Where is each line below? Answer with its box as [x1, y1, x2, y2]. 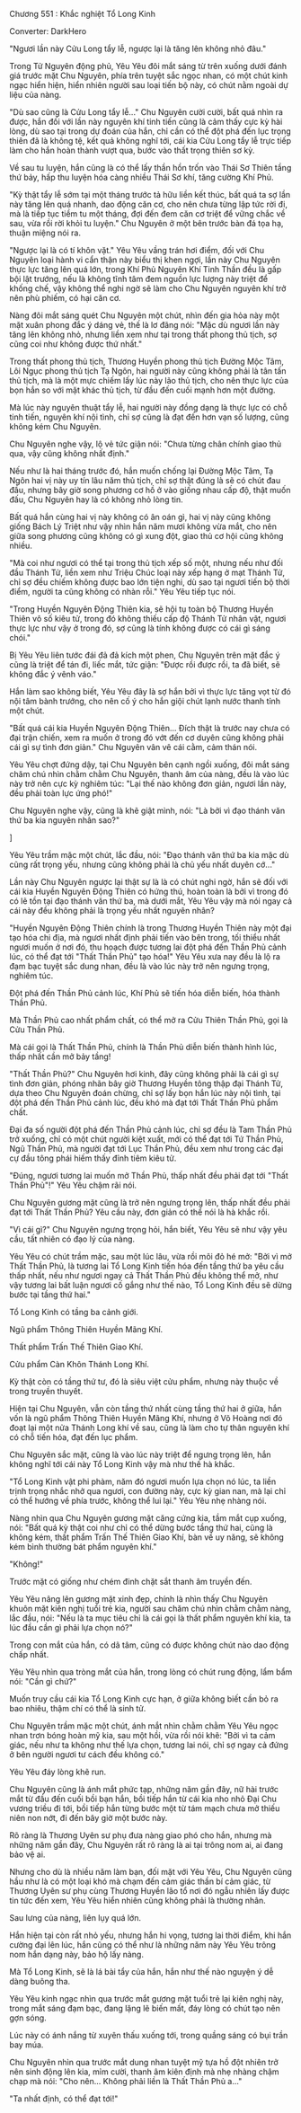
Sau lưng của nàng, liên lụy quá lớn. [9, 1913, 142, 1923]
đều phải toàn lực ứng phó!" [9, 788, 113, 799]
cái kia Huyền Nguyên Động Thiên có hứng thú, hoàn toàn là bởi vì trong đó [9, 886, 289, 897]
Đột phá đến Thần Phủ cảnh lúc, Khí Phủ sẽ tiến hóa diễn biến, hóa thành [9, 988, 280, 998]
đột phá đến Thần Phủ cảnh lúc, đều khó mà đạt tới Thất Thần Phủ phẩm [9, 1097, 279, 1108]
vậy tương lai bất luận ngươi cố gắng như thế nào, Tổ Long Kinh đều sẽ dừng [9, 1280, 292, 1290]
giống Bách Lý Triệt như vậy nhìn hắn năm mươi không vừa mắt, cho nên [9, 521, 277, 532]
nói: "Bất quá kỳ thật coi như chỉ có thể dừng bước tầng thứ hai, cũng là [9, 1523, 273, 1533]
